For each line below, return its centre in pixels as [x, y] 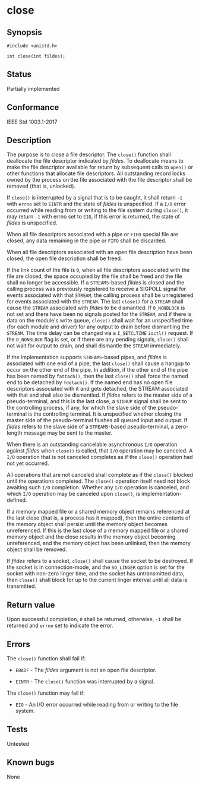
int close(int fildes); [36, 56]
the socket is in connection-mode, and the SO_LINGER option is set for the [96, 567]
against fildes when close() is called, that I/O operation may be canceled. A [100, 451]
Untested [18, 743]
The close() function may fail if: [46, 693]
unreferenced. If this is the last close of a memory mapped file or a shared [97, 531]
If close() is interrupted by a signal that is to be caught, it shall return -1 [95, 198]
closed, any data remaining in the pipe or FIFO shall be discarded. [87, 240]
